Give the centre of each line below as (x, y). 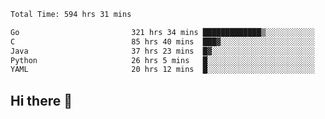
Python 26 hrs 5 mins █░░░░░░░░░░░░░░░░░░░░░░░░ (162, 60)
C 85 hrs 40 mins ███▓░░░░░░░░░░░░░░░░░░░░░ (162, 41)
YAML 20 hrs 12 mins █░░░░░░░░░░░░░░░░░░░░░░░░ (162, 70)
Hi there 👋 (41, 100)
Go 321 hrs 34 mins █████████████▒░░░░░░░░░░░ (162, 32)
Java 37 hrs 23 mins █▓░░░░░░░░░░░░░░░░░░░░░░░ (162, 51)
